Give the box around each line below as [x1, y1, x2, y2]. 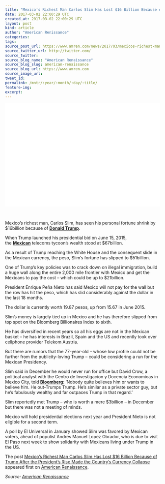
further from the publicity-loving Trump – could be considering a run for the [5, 354, 158, 360]
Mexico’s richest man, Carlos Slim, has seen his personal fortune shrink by [5, 220, 156, 226]
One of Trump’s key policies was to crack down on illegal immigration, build [5, 264, 158, 271]
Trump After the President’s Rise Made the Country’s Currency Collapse [5, 459, 150, 465]
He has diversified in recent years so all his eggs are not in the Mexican [5, 329, 150, 334]
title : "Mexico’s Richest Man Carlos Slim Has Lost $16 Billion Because [5, 7, 157, 12]
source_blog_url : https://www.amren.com [5, 67, 89, 72]
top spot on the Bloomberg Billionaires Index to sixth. [5, 319, 112, 325]
